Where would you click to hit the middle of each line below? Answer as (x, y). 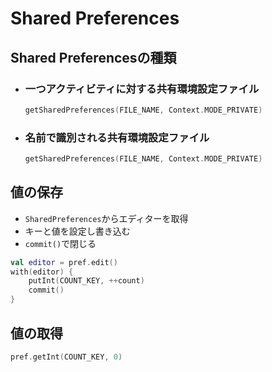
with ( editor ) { (42, 272)
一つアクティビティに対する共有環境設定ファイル (142, 89)
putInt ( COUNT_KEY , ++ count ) (86, 281)
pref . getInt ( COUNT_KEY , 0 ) (66, 357)
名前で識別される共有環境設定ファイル (117, 137)
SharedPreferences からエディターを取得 (106, 218)
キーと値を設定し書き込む (77, 231)
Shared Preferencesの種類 (93, 57)
